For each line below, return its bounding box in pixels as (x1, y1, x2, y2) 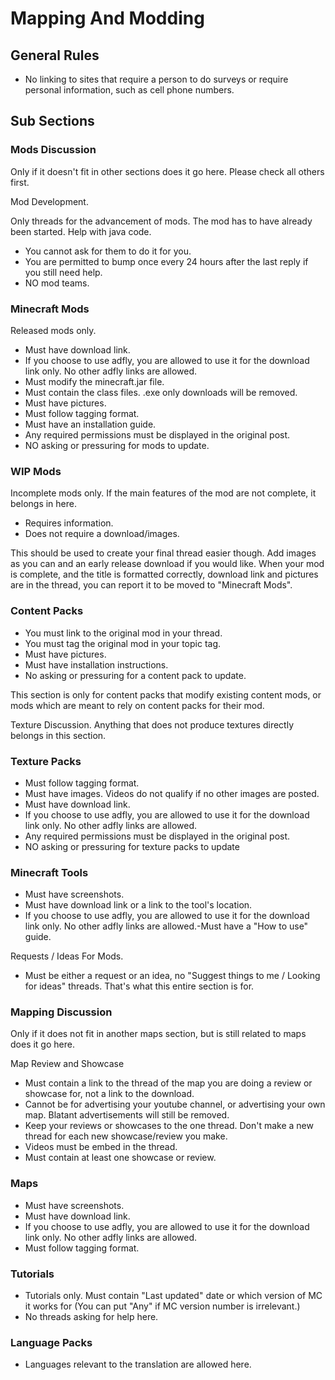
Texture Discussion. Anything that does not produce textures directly (10, 718, 295, 731)
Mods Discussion (10, 143, 97, 157)
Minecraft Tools (10, 865, 89, 879)
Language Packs (10, 1335, 93, 1349)
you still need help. (24, 266, 103, 278)
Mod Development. (10, 195, 89, 207)
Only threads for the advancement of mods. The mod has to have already (10, 215, 313, 227)
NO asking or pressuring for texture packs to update (24, 840, 240, 852)
